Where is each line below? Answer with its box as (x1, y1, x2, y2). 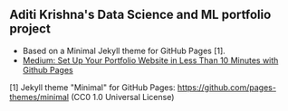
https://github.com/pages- (177, 81, 276, 93)
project (9, 22, 52, 37)
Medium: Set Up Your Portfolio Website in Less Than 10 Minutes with (22, 54, 279, 66)
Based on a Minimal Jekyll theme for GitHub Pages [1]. (22, 45, 226, 56)
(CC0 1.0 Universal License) (71, 91, 175, 102)
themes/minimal (9, 91, 70, 102)
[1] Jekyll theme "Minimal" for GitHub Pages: (9, 81, 176, 93)
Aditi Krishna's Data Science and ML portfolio (9, 7, 272, 23)
